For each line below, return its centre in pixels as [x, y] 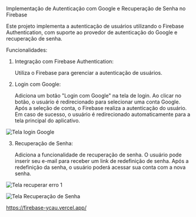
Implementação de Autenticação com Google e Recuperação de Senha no [96, 9]
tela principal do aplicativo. [47, 121]
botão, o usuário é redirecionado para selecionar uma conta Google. [97, 102]
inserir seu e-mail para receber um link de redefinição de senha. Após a [102, 161]
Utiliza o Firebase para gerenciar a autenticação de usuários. [89, 73]
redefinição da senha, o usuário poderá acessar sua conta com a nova [100, 167]
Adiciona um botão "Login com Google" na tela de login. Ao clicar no [98, 96]
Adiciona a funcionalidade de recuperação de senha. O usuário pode [98, 155]
